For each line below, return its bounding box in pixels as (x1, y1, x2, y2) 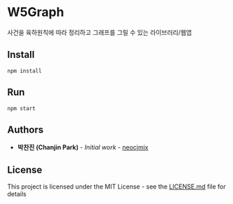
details (7, 190, 27, 198)
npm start (7, 105, 36, 112)
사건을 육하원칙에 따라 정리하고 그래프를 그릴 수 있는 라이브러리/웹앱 (7, 28, 192, 36)
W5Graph (7, 4, 64, 20)
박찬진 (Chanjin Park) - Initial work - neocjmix (17, 143, 149, 152)
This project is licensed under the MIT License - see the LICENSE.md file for (7, 182, 226, 191)
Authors (7, 124, 44, 136)
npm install (7, 67, 42, 74)
